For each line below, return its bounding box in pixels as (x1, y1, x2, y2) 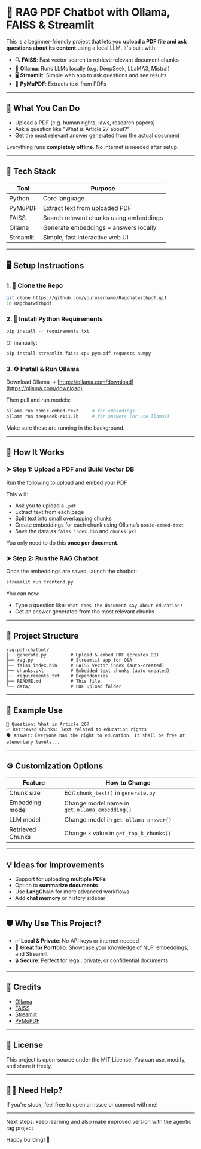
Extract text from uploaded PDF (42, 203, 132, 212)
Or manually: (6, 339, 38, 346)
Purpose (90, 184, 115, 192)
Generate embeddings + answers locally (42, 223, 157, 232)
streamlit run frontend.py (6, 579, 74, 585)
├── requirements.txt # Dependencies (6, 673, 109, 679)
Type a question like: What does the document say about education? (14, 601, 183, 609)
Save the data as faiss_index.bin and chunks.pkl (14, 527, 137, 534)
